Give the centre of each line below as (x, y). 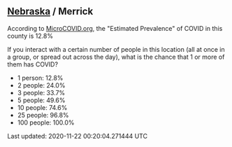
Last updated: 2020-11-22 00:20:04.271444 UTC (78, 136)
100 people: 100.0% (46, 122)
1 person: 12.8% (40, 78)
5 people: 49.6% (41, 100)
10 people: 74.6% (42, 107)
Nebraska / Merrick (50, 12)
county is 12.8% (30, 36)
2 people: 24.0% (41, 85)
